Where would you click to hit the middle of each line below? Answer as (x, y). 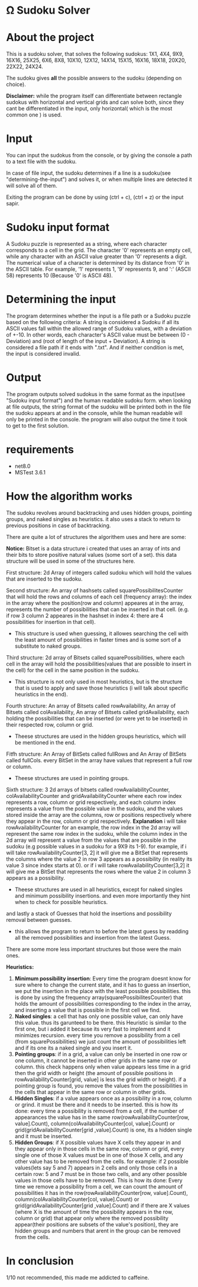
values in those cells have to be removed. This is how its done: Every (98, 1180)
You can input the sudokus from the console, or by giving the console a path (99, 156)
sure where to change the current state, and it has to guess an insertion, (103, 985)
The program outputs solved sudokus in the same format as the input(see (96, 394)
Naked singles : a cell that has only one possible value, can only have (99, 1016)
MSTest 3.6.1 (30, 472)
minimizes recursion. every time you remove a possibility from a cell (97, 1035)
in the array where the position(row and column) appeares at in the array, (95, 603)
